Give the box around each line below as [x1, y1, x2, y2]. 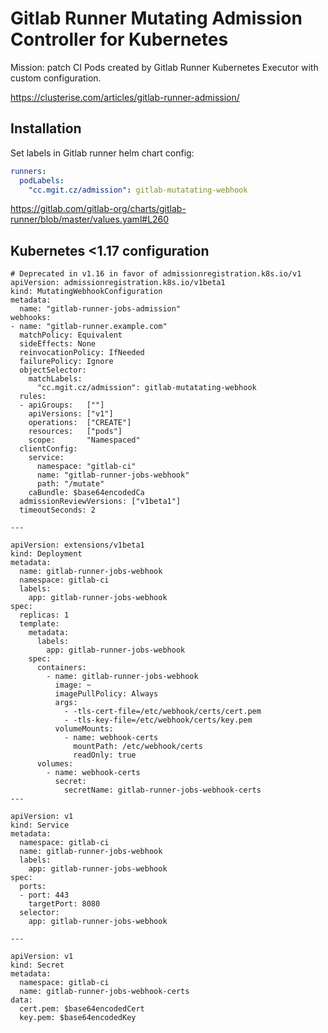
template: [19, 619, 60, 629]
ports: [19, 882, 47, 892]
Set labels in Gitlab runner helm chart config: [10, 147, 195, 159]
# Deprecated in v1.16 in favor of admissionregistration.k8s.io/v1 [10, 269, 302, 279]
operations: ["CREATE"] [28, 418, 132, 428]
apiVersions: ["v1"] [28, 409, 114, 419]
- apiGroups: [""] [19, 400, 105, 411]
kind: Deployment [10, 549, 83, 559]
